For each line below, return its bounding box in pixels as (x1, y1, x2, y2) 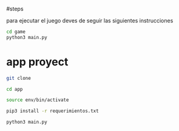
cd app (6, 86, 23, 92)
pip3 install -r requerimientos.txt (6, 108, 99, 115)
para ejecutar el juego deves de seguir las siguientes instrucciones (6, 17, 174, 24)
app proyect (6, 55, 69, 69)
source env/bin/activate (6, 97, 69, 103)
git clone (6, 75, 32, 81)
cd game (6, 29, 26, 35)
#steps (6, 5, 24, 12)
